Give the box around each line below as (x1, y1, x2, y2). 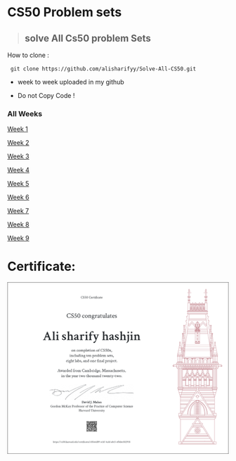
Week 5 (7, 179, 29, 188)
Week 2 (7, 139, 29, 147)
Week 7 (7, 207, 29, 215)
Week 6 (7, 193, 29, 201)
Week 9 (7, 234, 29, 243)
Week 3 (7, 152, 29, 160)
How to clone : (7, 51, 49, 59)
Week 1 (7, 125, 28, 134)
